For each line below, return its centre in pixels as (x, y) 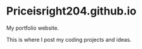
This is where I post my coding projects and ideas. (69, 39)
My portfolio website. (33, 28)
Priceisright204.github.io (72, 11)
